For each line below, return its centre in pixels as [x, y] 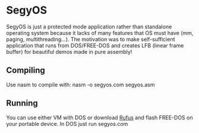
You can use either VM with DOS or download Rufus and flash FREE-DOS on [99, 117]
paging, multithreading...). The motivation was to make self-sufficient [91, 39]
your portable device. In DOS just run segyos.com [67, 124]
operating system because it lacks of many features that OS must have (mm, [100, 33]
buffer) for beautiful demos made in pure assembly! [69, 51]
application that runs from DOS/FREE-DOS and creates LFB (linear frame [95, 46]
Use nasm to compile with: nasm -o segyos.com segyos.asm [80, 85]
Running [22, 103]
